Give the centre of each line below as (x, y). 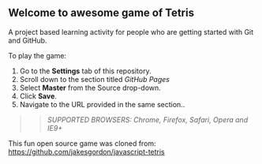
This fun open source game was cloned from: (82, 143)
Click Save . (38, 96)
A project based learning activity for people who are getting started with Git (131, 32)
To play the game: (37, 55)
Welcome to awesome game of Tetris (101, 13)
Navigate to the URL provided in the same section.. (102, 104)
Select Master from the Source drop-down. (90, 88)
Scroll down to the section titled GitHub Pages (94, 79)
